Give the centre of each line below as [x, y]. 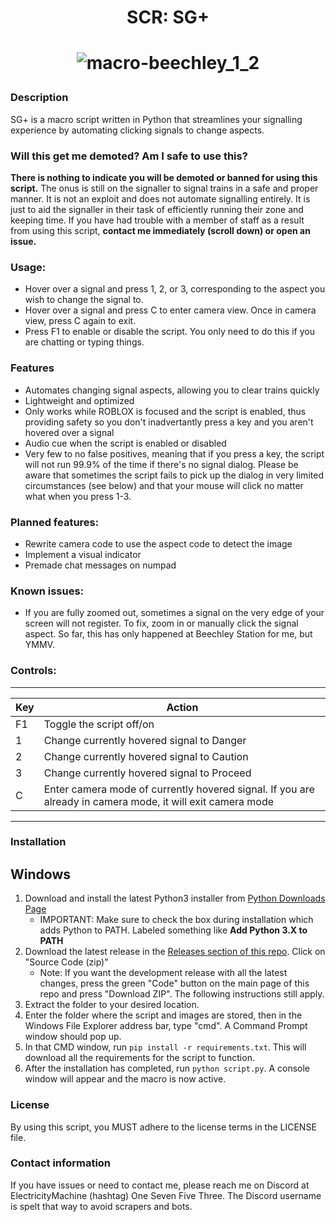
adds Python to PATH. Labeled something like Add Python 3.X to [173, 930]
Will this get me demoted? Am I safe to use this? [129, 156]
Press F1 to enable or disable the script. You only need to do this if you [169, 332]
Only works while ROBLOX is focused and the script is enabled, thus [165, 411]
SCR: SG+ [168, 17]
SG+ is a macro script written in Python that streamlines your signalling [156, 119]
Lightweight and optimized [79, 400]
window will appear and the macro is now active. [125, 1079]
